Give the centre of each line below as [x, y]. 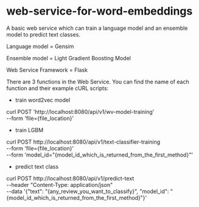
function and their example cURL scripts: [58, 88]
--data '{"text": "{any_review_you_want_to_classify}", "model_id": [88, 191]
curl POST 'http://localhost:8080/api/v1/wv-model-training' [80, 111]
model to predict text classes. [44, 34]
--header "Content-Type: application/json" [60, 184]
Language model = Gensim [40, 46]
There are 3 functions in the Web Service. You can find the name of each [98, 82]
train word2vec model [43, 100]
